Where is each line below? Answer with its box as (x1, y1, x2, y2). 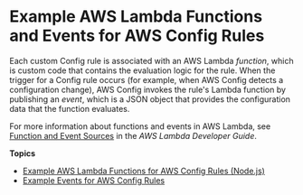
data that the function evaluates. (9, 103, 130, 114)
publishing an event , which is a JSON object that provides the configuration (9, 93, 291, 105)
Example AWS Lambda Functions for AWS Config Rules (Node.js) (22, 165, 265, 176)
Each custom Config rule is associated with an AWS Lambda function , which (9, 55, 294, 66)
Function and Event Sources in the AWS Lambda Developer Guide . (9, 130, 258, 141)
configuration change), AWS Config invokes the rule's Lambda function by (9, 84, 287, 95)
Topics (9, 147, 36, 159)
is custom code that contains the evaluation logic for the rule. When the (9, 65, 276, 76)
